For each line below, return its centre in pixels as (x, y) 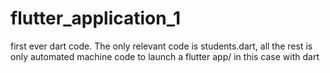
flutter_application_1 (96, 18)
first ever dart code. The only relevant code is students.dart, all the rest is (161, 46)
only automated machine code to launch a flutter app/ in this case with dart (165, 56)
